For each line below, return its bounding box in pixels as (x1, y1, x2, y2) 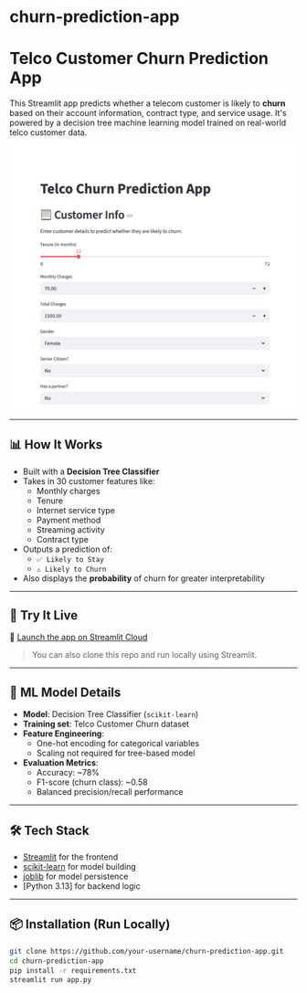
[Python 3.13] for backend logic (22, 881, 141, 892)
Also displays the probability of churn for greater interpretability (22, 573, 265, 584)
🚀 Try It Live (9, 607, 79, 623)
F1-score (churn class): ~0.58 (36, 776, 148, 787)
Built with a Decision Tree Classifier (22, 466, 160, 477)
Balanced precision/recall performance (36, 787, 184, 798)
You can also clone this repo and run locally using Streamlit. (31, 650, 258, 660)
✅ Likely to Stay (36, 555, 105, 564)
